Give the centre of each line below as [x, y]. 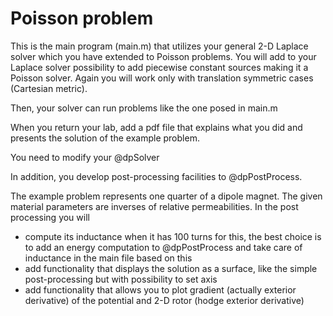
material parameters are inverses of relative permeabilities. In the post [154, 206]
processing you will [50, 217]
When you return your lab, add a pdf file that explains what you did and [156, 127]
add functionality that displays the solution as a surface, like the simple [171, 268]
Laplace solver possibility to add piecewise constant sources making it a [159, 67]
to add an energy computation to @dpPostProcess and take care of [163, 247]
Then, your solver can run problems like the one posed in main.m [144, 108]
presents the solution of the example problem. [105, 138]
